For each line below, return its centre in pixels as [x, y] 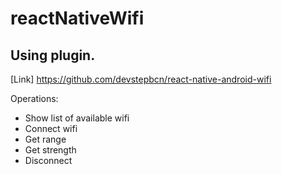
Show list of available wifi [77, 118]
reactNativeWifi [77, 18]
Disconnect [48, 160]
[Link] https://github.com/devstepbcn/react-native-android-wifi [141, 79]
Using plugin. [53, 55]
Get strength [50, 150]
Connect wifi [51, 128]
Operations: [34, 98]
